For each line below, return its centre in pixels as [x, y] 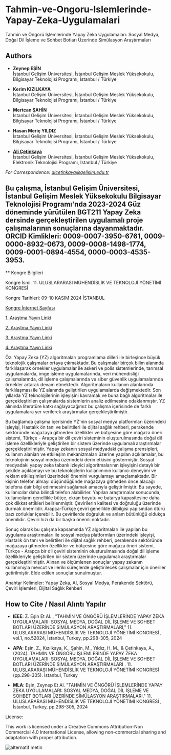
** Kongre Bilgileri [24, 273]
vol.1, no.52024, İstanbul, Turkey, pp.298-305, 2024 [67, 638]
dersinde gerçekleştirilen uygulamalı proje [74, 220]
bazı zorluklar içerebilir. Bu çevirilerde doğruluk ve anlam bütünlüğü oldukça [85, 514]
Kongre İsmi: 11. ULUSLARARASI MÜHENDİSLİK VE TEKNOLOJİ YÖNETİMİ [83, 282]
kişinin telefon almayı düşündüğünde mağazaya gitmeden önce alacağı [80, 481]
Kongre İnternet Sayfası [30, 307]
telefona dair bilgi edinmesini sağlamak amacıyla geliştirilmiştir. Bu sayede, [84, 486]
